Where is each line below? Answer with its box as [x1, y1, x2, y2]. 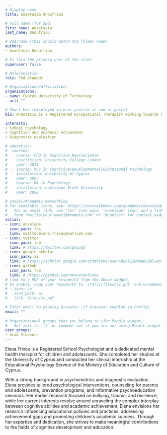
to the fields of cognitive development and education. [5, 424, 115, 430]
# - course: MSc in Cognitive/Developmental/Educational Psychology [5, 167, 153, 172]
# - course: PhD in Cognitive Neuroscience [5, 152, 99, 158]
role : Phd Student [5, 75, 43, 80]
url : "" [9, 98, 26, 103]
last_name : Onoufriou [5, 30, 50, 35]
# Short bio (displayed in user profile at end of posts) [5, 107, 128, 112]
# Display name [5, 7, 37, 12]
